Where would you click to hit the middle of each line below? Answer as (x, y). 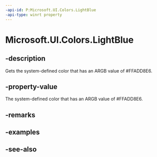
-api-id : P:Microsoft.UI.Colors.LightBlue (51, 10)
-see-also (21, 150)
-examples (23, 132)
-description (25, 59)
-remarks (20, 115)
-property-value (31, 87)
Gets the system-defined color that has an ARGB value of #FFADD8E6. (79, 71)
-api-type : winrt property (34, 15)
